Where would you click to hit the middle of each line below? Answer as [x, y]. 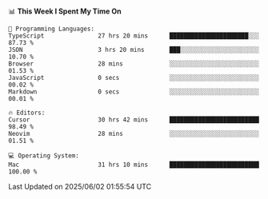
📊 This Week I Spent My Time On [65, 11]
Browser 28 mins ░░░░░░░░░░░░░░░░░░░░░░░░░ [134, 64]
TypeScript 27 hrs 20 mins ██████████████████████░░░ [134, 36]
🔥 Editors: [27, 113]
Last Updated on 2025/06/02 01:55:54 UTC [80, 187]
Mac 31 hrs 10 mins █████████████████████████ [134, 165]
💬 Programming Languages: [51, 29]
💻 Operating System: [44, 156]
